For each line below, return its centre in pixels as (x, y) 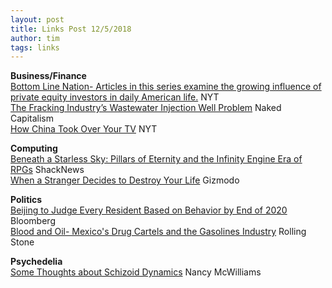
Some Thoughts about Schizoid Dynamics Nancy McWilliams (136, 272)
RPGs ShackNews (47, 170)
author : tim (35, 38)
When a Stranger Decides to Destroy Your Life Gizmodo (125, 180)
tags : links (35, 47)
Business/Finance (48, 76)
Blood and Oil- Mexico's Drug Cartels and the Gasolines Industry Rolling (158, 232)
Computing (34, 148)
